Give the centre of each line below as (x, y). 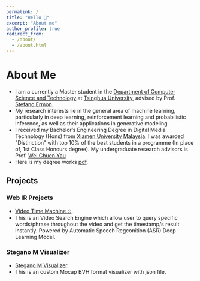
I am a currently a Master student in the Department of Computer (95, 91)
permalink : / (22, 12)
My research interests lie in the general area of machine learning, (95, 110)
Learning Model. (35, 237)
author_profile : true (33, 29)
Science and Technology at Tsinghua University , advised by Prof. (95, 98)
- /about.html (29, 46)
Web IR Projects (30, 198)
